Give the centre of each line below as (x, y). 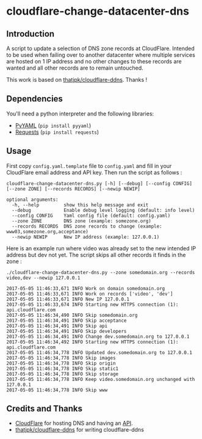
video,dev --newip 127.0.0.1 (43, 278)
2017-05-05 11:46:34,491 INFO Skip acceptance (67, 321)
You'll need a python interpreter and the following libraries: (80, 114)
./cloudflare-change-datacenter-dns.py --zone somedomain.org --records (101, 272)
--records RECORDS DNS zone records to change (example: (87, 226)
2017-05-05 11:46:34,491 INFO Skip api (57, 326)
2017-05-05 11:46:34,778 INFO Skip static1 (63, 368)
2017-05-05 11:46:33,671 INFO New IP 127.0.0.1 (68, 299)
